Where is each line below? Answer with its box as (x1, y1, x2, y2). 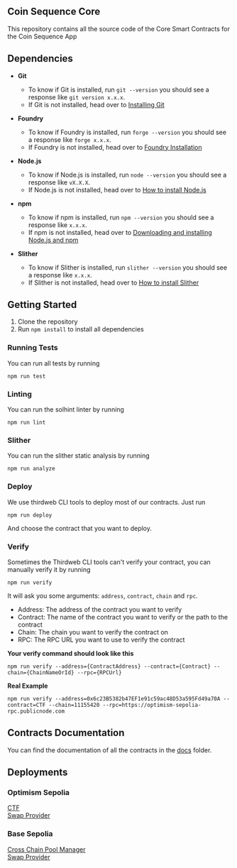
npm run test (7, 373, 46, 380)
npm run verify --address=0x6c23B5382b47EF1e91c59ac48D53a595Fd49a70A (7, 695, 221, 702)
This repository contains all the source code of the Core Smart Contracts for (7, 24, 231, 33)
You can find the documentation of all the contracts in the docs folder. (7, 745, 212, 754)
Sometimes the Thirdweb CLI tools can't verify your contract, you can (7, 557, 211, 566)
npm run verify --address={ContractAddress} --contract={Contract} (7, 663, 211, 670)
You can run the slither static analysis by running (7, 451, 150, 460)
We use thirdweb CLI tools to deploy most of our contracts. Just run (7, 498, 206, 506)
